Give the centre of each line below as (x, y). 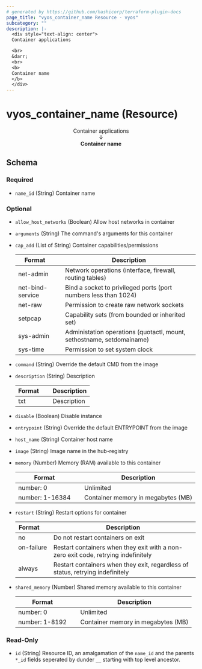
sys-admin (34, 336)
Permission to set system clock (109, 349)
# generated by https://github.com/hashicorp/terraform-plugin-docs (94, 12)
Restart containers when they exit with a (110, 548)
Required (20, 180)
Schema (22, 163)
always (28, 569)
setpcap (29, 319)
